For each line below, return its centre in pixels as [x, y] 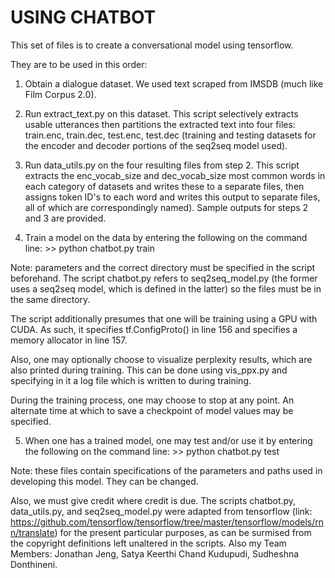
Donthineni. [34, 564]
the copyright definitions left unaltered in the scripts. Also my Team [148, 543]
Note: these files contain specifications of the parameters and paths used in [166, 470]
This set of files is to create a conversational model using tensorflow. [152, 45]
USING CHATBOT [83, 17]
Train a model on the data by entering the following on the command [166, 237]
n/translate [32, 532]
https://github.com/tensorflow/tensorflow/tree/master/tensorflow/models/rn [167, 522]
